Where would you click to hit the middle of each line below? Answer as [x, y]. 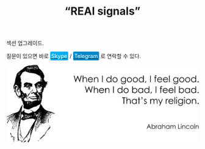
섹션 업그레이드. [25, 43]
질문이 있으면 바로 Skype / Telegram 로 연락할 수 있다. [74, 56]
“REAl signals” [103, 11]
